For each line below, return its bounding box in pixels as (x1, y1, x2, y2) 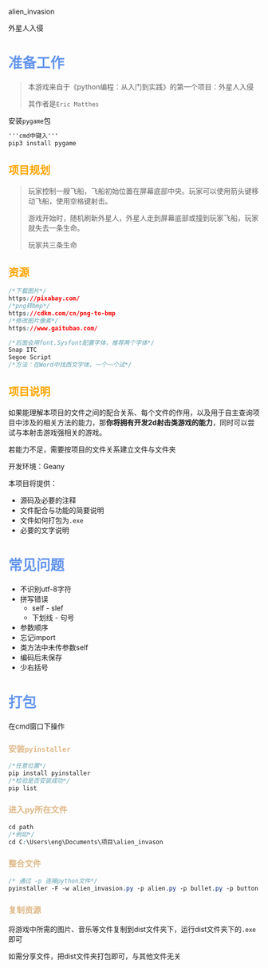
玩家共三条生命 (27, 239, 77, 250)
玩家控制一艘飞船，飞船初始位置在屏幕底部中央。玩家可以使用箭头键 (27, 186, 252, 196)
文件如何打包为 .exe (19, 515, 84, 525)
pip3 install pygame (8, 139, 77, 147)
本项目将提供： (8, 478, 57, 488)
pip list (8, 784, 37, 792)
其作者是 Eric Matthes (27, 99, 100, 109)
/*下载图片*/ (8, 287, 47, 295)
